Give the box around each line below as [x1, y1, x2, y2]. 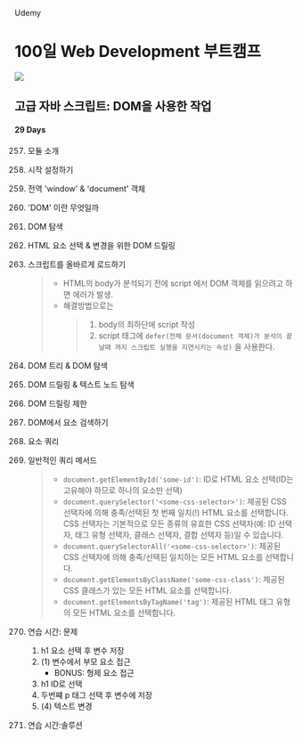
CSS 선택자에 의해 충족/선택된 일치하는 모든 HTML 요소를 [62, 551, 264, 562]
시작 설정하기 [27, 164, 74, 175]
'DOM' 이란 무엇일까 [27, 202, 99, 213]
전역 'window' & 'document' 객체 [27, 183, 146, 194]
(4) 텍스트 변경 [40, 701, 93, 711]
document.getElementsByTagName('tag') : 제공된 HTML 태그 [62, 596, 274, 606]
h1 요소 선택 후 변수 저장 [40, 645, 125, 655]
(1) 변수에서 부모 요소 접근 [40, 656, 132, 667]
